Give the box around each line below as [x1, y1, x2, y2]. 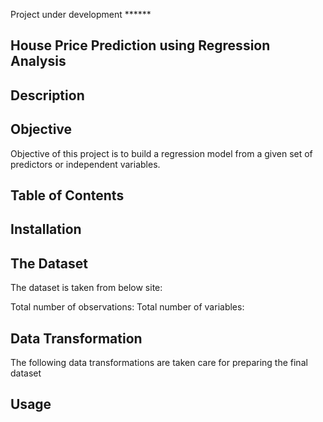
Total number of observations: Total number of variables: [10, 301, 245, 313]
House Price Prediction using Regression [10, 37, 271, 54]
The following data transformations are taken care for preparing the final [10, 357, 308, 368]
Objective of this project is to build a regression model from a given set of [10, 147, 313, 159]
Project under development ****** [10, 9, 152, 20]
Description [10, 87, 85, 104]
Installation [10, 221, 82, 238]
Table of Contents [10, 187, 125, 204]
